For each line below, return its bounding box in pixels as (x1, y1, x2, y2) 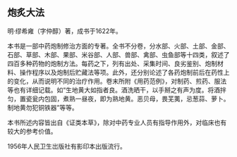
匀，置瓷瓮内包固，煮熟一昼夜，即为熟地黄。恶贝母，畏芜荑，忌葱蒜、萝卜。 (7, 94, 230, 103)
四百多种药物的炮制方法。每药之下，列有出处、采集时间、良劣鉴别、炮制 (7, 59, 217, 68)
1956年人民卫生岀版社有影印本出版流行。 (7, 142, 127, 150)
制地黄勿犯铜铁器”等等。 (7, 103, 79, 111)
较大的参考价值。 (7, 127, 57, 135)
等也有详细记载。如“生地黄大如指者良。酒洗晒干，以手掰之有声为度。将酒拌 (7, 85, 227, 94)
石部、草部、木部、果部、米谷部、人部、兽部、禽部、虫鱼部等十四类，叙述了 (7, 50, 230, 58)
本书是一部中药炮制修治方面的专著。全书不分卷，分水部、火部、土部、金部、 (7, 42, 230, 50)
